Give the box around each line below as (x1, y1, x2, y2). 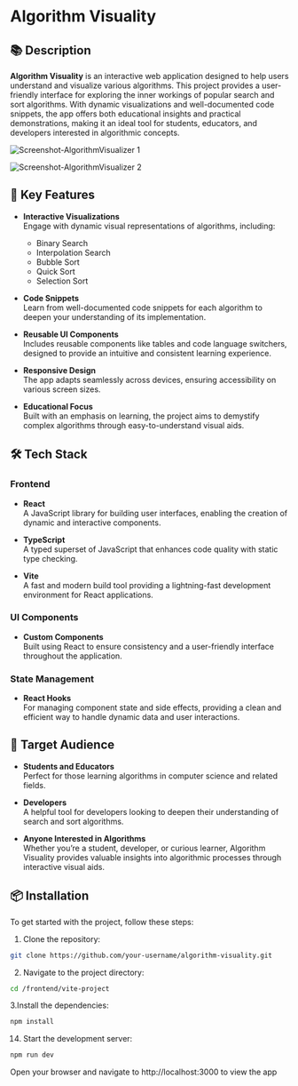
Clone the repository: (22, 933, 101, 944)
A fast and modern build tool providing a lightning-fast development (22, 579, 271, 590)
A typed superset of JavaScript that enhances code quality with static (22, 544, 278, 555)
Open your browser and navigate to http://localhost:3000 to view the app (10, 1066, 278, 1077)
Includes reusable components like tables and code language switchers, (22, 338, 287, 348)
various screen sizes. (22, 384, 101, 395)
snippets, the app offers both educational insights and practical (10, 108, 242, 119)
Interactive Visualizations (22, 211, 121, 221)
